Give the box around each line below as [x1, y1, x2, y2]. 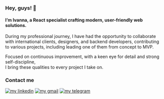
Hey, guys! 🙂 [5, 4, 36, 11]
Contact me [5, 77, 34, 84]
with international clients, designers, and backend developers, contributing [5, 38, 159, 44]
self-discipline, [5, 59, 36, 65]
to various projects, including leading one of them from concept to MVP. [5, 44, 154, 50]
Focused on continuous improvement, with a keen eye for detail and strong [5, 53, 159, 59]
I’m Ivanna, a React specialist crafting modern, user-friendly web [5, 17, 143, 23]
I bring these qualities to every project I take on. [5, 64, 103, 70]
